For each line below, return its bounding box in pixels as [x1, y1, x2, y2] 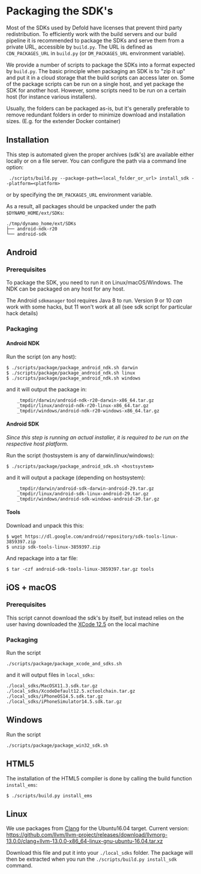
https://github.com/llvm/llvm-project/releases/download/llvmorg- [6, 831, 168, 839]
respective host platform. [6, 440, 69, 447]
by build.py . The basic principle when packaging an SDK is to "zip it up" [6, 67, 186, 74]
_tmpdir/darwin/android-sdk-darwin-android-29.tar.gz [17, 485, 154, 492]
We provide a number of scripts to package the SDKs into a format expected [6, 61, 195, 68]
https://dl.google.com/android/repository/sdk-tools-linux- [25, 533, 179, 540]
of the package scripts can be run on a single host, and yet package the [6, 80, 184, 88]
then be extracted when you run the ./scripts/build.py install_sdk [6, 855, 177, 863]
